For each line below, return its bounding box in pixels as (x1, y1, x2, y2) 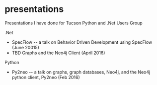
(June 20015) (11, 44, 39, 50)
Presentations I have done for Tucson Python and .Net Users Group (4, 20, 143, 26)
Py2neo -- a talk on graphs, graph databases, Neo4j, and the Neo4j (11, 69, 151, 75)
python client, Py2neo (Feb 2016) (11, 74, 80, 80)
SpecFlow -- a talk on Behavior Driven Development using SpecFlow (11, 39, 153, 45)
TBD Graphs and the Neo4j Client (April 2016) (11, 50, 105, 56)
